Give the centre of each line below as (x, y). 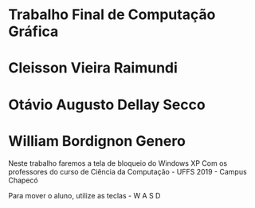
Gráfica (33, 31)
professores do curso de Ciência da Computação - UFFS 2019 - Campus (127, 171)
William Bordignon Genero (97, 141)
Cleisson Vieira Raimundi (93, 68)
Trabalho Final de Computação (112, 15)
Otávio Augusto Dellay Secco (107, 104)
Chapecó (23, 180)
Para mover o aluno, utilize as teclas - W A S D (84, 195)
